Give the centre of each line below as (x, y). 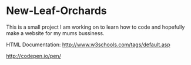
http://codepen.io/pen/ (34, 56)
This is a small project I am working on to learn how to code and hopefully (95, 27)
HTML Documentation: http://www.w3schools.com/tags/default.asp (88, 45)
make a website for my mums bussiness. (55, 33)
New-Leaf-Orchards (56, 11)
